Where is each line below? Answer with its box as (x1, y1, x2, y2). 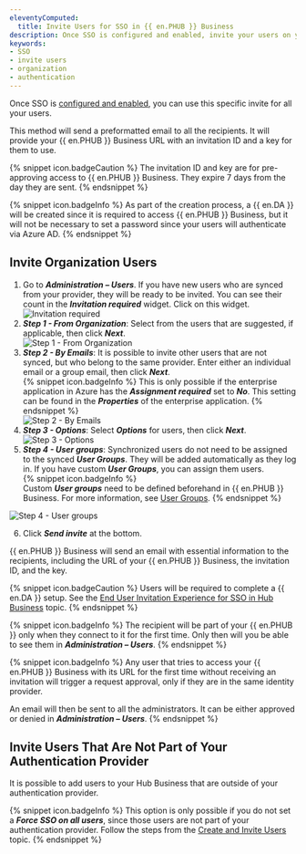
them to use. (9, 144, 56, 155)
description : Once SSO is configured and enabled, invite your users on (9, 30, 291, 39)
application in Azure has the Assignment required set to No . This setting (22, 385, 296, 397)
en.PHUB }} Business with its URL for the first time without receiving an (9, 666, 276, 677)
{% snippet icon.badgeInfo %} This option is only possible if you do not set (9, 805, 291, 817)
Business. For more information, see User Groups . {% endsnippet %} (22, 492, 282, 503)
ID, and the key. (9, 565, 68, 576)
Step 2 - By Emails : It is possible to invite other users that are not (22, 347, 267, 358)
